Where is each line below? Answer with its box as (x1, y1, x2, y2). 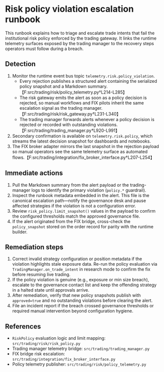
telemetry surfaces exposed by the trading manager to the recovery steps (5, 40, 154, 46)
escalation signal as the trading (19, 105, 83, 111)
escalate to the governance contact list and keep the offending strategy (12, 282, 157, 288)
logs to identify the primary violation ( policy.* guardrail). (31, 187, 146, 193)
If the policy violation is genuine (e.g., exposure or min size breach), (12, 277, 149, 283)
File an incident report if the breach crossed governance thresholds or (12, 303, 154, 309)
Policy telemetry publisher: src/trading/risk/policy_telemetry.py (12, 361, 146, 367)
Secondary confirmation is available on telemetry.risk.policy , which (12, 133, 153, 139)
